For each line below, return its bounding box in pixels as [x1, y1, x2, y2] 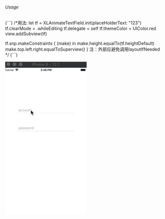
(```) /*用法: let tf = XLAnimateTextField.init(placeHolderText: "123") [5, 20, 142, 26]
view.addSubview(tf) [5, 31, 47, 37]
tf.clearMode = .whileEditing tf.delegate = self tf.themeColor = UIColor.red [5, 25, 157, 32]
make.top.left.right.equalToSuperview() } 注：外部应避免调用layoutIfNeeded [5, 46, 161, 52]
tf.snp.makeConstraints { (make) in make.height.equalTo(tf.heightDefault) [5, 40, 155, 47]
